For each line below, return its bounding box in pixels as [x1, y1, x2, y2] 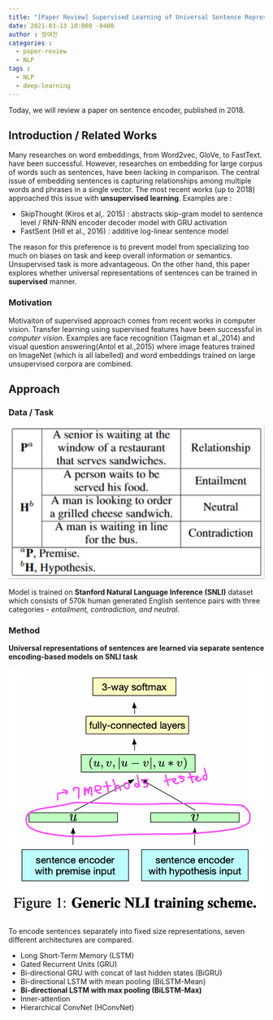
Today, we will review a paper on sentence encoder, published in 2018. [8, 105, 245, 115]
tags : [8, 65, 31, 73]
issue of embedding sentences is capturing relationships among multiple [8, 176, 252, 186]
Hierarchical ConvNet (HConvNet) [19, 1002, 135, 1012]
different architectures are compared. [8, 935, 134, 944]
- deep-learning [15, 81, 71, 89]
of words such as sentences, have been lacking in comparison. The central [8, 168, 260, 177]
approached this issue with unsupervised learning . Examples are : [8, 194, 232, 203]
